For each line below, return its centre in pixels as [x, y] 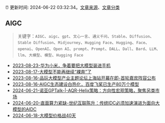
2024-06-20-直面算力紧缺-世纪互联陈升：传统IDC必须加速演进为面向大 [86, 103]
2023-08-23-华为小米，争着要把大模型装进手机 [61, 65]
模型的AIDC [24, 109]
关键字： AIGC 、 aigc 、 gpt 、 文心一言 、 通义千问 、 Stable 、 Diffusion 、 [86, 36]
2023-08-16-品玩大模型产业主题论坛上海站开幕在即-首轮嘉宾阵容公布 [84, 78]
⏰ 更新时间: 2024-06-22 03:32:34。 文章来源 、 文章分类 [62, 7]
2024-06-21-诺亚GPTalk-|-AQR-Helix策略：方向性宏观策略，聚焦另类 [84, 90]
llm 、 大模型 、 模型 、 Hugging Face [50, 54]
